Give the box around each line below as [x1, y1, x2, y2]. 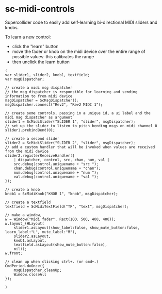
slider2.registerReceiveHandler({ [5, 153, 75, 158]
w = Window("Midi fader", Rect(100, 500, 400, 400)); [5, 217, 116, 222]
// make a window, [5, 212, 42, 217]
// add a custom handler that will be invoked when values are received [5, 145, 155, 149]
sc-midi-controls [5, 3, 75, 15]
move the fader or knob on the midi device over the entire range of [12, 49, 146, 54]
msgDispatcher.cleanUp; [14, 268, 62, 273]
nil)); [14, 246, 27, 251]
